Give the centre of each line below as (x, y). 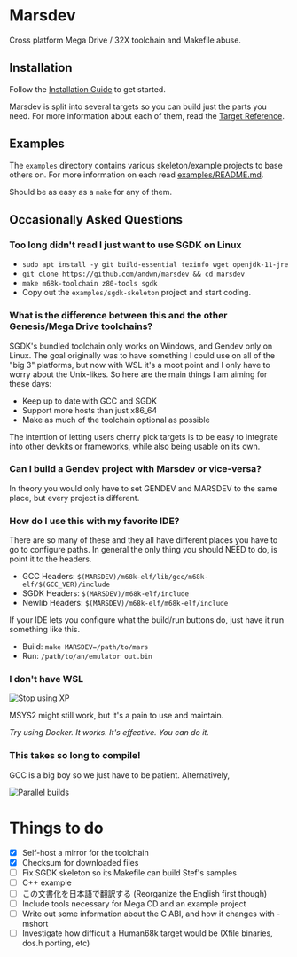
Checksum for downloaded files (80, 862)
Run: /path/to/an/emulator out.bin (87, 656)
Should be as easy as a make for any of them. (91, 192)
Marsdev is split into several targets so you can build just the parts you (138, 106)
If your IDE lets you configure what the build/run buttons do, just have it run (147, 620)
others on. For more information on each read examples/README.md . (137, 175)
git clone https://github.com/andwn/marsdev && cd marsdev (133, 275)
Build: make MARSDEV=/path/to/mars (85, 647)
